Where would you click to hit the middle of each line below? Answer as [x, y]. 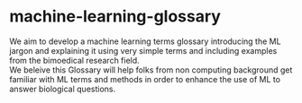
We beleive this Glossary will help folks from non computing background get [151, 70]
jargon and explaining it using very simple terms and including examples [143, 50]
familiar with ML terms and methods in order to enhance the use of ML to [145, 79]
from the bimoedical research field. [74, 60]
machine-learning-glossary [115, 17]
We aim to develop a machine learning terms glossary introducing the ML [145, 41]
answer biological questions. [63, 89]
